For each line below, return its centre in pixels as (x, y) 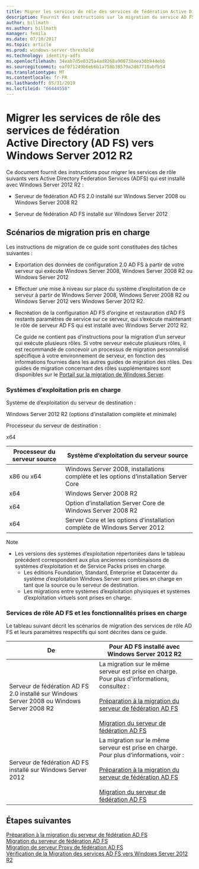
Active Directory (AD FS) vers (80, 143)
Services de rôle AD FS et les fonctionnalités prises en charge (97, 613)
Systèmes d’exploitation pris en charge (64, 390)
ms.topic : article (29, 45)
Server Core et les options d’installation (120, 520)
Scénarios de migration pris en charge (78, 232)
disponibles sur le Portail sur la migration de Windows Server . (90, 374)
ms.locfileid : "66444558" (38, 89)
